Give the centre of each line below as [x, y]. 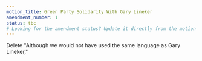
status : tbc [21, 23]
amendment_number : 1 [32, 17]
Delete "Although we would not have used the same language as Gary [93, 45]
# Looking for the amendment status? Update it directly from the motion [101, 28]
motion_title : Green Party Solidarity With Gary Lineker [80, 12]
